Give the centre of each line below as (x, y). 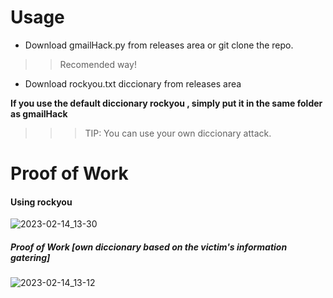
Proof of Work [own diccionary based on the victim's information (149, 247)
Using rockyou (41, 202)
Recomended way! (98, 64)
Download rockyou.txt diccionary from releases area (133, 83)
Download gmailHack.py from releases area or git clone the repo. (159, 45)
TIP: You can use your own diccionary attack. (178, 133)
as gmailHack (39, 113)
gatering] (30, 257)
